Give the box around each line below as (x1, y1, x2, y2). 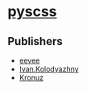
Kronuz (19, 73, 43, 82)
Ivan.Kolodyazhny (19, 64, 79, 74)
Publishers (7, 35, 63, 48)
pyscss (7, 2, 57, 21)
